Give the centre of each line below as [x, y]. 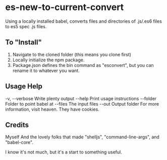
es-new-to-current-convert [65, 7]
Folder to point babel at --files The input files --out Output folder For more [82, 104]
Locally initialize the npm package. [48, 60]
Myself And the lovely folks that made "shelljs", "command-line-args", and [82, 137]
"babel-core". [19, 142]
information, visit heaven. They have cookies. [52, 109]
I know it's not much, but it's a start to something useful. [64, 152]
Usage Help [24, 86]
